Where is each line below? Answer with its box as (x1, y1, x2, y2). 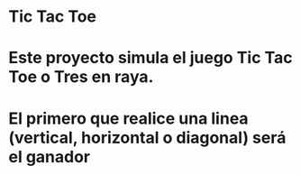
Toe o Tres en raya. (8, 67, 154, 87)
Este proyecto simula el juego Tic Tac (8, 48, 293, 69)
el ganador (8, 146, 91, 167)
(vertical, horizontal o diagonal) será (8, 127, 287, 148)
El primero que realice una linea (8, 108, 249, 128)
